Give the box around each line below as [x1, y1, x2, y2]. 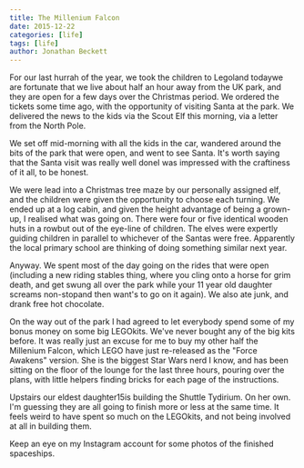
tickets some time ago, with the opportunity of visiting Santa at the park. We [9, 101, 294, 112]
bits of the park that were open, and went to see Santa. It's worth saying [9, 147, 280, 159]
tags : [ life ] [9, 38, 59, 48]
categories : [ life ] [9, 30, 84, 39]
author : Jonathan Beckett [9, 47, 107, 56]
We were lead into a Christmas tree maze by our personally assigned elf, [9, 184, 281, 195]
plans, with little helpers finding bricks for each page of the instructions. [9, 374, 279, 385]
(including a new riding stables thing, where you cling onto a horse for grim [9, 270, 291, 281]
